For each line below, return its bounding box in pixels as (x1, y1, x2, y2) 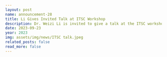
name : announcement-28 (5, 12, 52, 17)
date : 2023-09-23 (5, 26, 41, 31)
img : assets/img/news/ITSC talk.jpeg (5, 35, 83, 40)
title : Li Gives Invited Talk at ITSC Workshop (5, 16, 106, 21)
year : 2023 (5, 30, 28, 35)
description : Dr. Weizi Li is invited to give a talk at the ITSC (5, 21, 146, 26)
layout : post (5, 7, 32, 12)
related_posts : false (5, 40, 50, 45)
